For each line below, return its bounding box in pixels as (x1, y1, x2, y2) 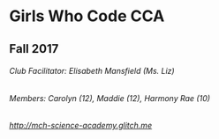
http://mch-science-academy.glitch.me (9, 121, 153, 131)
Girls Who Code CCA (9, 6, 165, 26)
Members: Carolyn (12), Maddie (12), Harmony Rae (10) (9, 92, 210, 103)
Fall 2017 (9, 41, 59, 56)
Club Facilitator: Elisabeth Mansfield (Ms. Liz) (9, 66, 175, 77)
